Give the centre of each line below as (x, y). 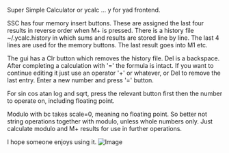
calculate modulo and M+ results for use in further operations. (95, 129)
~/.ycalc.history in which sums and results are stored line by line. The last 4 (113, 38)
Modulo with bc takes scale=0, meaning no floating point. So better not (107, 114)
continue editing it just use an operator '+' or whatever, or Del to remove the (114, 73)
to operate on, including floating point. (61, 101)
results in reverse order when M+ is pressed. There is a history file (101, 31)
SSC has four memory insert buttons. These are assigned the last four (106, 23)
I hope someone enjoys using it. (52, 142)
